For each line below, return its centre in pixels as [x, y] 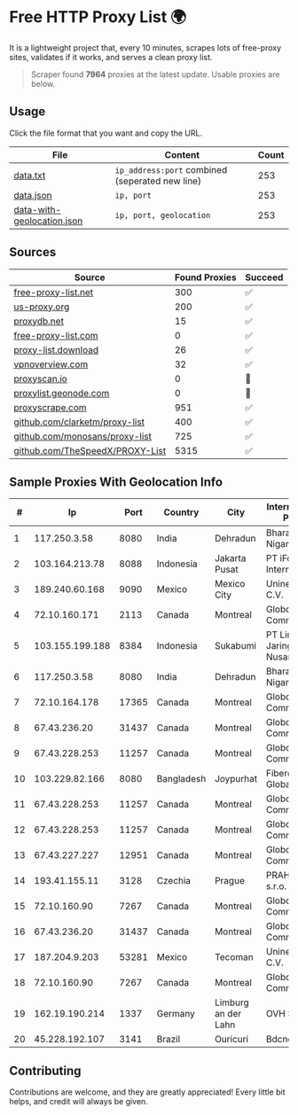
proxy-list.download [56, 349]
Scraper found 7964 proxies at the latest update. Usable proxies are [155, 74]
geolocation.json [48, 221]
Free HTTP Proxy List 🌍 [98, 17]
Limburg [232, 1002]
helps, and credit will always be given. [78, 1102]
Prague [230, 881]
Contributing [45, 1070]
